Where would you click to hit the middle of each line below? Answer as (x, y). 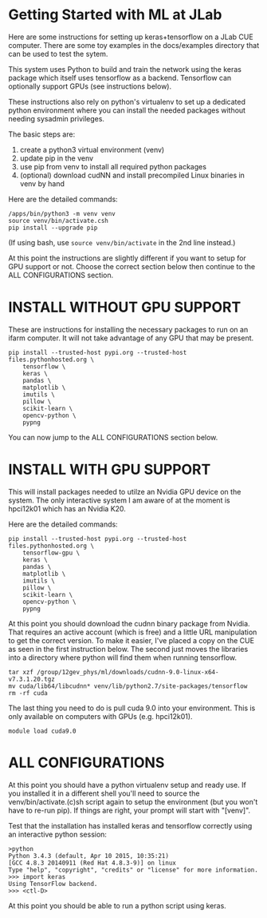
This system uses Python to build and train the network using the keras (125, 69)
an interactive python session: (58, 834)
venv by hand (42, 183)
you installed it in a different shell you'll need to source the (104, 793)
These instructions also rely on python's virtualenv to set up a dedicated (127, 101)
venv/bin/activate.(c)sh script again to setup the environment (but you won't (133, 801)
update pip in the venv (57, 158)
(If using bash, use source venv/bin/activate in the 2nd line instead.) (122, 242)
